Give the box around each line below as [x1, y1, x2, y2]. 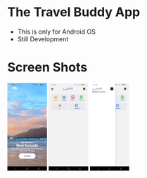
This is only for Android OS [17, 27, 96, 36]
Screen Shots [7, 60, 88, 76]
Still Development [17, 34, 69, 43]
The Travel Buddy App [7, 4, 141, 20]
